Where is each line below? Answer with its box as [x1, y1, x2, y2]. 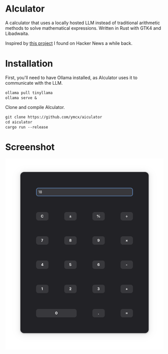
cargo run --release [5, 125, 49, 130]
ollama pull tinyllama [5, 90, 53, 95]
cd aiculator [5, 120, 33, 125]
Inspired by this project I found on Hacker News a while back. [5, 40, 133, 46]
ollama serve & [5, 95, 37, 100]
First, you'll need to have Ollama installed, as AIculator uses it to [5, 74, 138, 81]
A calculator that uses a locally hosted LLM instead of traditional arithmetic [5, 20, 160, 26]
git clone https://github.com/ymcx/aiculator [5, 114, 102, 120]
